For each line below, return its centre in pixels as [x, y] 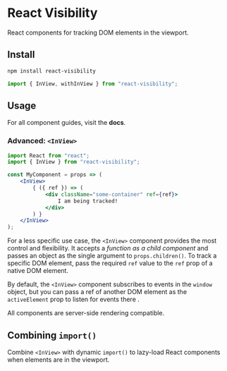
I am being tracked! [88, 201]
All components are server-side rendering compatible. [86, 313]
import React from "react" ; [49, 156]
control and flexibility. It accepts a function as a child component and [108, 248]
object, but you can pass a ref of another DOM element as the [97, 292]
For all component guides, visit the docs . [67, 123]
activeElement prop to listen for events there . [73, 299]
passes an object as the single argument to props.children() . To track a [112, 256]
